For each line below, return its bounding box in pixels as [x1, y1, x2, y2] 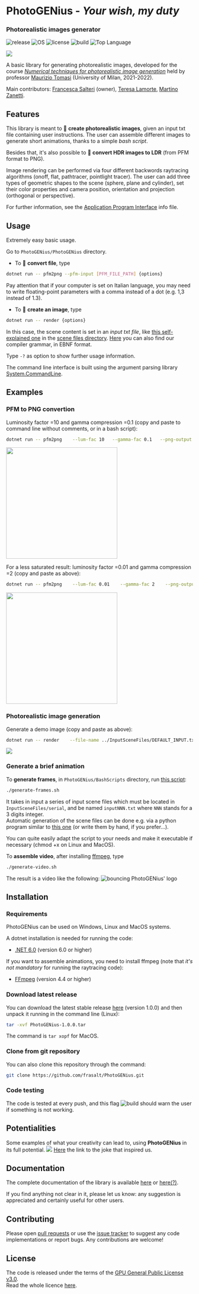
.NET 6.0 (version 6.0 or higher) [14, 946, 92, 954]
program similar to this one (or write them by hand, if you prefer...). [6, 823, 169, 830]
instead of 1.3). [6, 294, 43, 301]
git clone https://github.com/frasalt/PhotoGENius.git [6, 1072, 145, 1078]
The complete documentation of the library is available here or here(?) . [6, 1179, 179, 1186]
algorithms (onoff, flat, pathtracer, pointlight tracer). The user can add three [6, 173, 191, 181]
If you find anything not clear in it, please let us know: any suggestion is [6, 1191, 181, 1198]
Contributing [6, 1214, 54, 1224]
